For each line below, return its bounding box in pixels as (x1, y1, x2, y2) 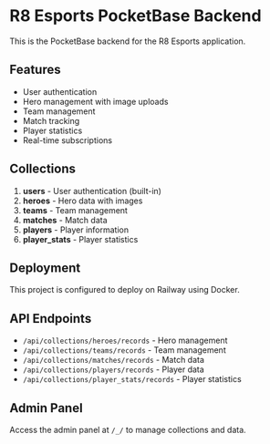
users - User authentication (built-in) (22, 185, 162, 196)
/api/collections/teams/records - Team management (22, 345, 226, 356)
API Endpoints (9, 311, 92, 326)
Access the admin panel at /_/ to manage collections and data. (9, 425, 246, 435)
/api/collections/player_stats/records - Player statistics (22, 374, 242, 385)
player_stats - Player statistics (22, 233, 139, 244)
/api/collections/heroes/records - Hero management (22, 335, 228, 346)
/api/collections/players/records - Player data (22, 364, 205, 375)
